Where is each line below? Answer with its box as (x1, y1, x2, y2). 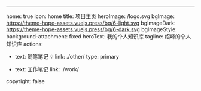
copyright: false (6, 78, 45, 84)
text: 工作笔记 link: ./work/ (14, 66, 80, 72)
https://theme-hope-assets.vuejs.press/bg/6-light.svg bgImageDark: (6, 19, 176, 26)
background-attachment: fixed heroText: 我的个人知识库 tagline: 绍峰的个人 (6, 33, 191, 40)
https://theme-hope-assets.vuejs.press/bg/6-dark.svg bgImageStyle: (6, 26, 178, 33)
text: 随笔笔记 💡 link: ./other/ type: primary (14, 53, 120, 60)
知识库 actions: (6, 40, 43, 47)
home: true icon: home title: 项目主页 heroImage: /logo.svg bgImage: (6, 13, 175, 20)
